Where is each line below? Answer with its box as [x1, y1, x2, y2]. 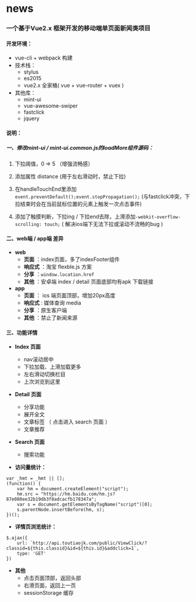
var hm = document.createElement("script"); [17, 486, 129, 492]
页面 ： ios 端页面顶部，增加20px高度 [23, 292, 116, 299]
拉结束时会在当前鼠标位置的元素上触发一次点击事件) [14, 200, 142, 207]
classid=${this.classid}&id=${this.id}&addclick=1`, [6, 545, 140, 551]
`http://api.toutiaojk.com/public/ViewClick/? [30, 540, 147, 546]
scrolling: [14, 221, 42, 227]
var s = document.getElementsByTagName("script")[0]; [17, 501, 153, 507]
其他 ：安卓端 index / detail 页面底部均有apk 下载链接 [23, 278, 154, 286]
